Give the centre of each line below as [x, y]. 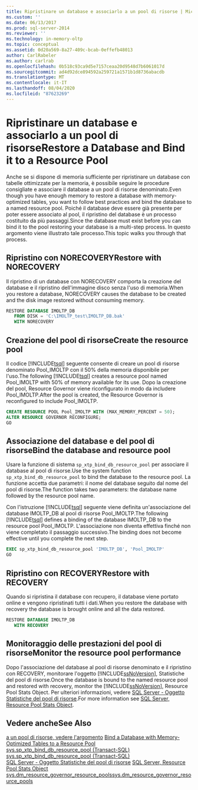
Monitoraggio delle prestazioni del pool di [84, 644]
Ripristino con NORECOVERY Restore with [84, 258]
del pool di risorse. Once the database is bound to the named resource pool [97, 680]
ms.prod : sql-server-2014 [38, 28]
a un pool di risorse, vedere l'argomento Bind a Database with [81, 738]
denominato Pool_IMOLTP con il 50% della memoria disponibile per [88, 369]
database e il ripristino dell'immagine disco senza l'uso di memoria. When [95, 287]
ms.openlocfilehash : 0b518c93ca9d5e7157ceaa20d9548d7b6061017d [85, 66]
